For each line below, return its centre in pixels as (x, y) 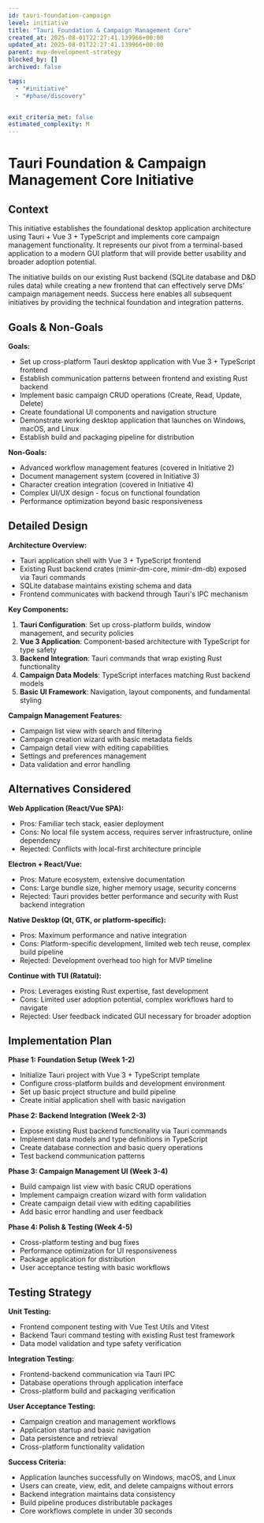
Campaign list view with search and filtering (91, 731)
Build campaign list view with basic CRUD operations (105, 1186)
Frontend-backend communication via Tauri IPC (97, 1374)
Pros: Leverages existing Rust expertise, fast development (114, 991)
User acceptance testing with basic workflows (95, 1268)
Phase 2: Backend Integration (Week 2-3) (77, 1115)
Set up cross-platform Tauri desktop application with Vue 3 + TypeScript (138, 361)
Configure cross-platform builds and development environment (122, 1084)
